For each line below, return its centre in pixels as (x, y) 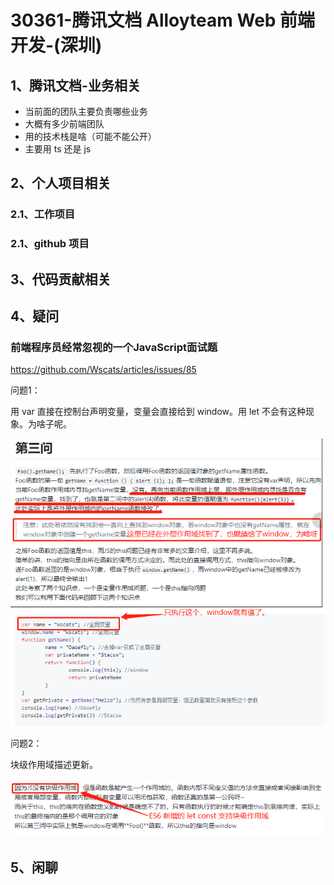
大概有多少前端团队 (64, 124)
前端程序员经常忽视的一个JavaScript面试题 (114, 347)
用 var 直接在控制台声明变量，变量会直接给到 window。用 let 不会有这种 (158, 412)
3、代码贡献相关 (61, 279)
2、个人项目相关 (61, 183)
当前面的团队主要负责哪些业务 (86, 111)
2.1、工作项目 (43, 214)
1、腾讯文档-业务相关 (75, 85)
